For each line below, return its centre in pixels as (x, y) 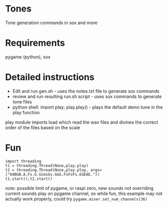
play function (26, 112)
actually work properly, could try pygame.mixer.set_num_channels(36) (76, 198)
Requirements (35, 43)
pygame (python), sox (28, 57)
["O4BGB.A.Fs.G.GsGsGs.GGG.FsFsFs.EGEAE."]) (52, 174)
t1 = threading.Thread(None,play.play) (47, 166)
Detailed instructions (50, 77)
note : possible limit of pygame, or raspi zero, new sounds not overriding (79, 188)
